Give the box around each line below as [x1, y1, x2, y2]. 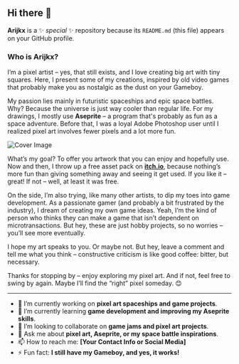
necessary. [7, 257, 41, 267]
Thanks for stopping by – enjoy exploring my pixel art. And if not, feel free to [7, 272, 231, 280]
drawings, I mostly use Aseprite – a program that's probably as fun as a [7, 112, 218, 121]
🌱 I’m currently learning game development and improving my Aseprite [17, 307, 230, 316]
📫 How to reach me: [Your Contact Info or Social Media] [17, 338, 186, 346]
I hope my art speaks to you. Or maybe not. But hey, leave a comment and [7, 242, 225, 251]
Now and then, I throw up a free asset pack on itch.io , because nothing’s [7, 162, 221, 171]
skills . [17, 314, 36, 323]
